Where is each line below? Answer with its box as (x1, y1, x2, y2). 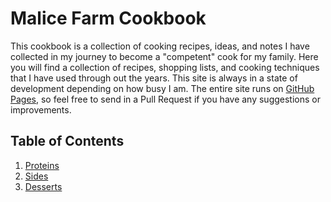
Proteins (24, 159, 60, 171)
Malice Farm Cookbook (10, 7, 207, 30)
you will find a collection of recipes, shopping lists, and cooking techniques (10, 61, 320, 73)
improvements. (10, 103, 72, 116)
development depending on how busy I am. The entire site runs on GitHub (10, 82, 315, 94)
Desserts (24, 180, 63, 192)
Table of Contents (10, 133, 125, 150)
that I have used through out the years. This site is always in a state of (10, 72, 298, 84)
